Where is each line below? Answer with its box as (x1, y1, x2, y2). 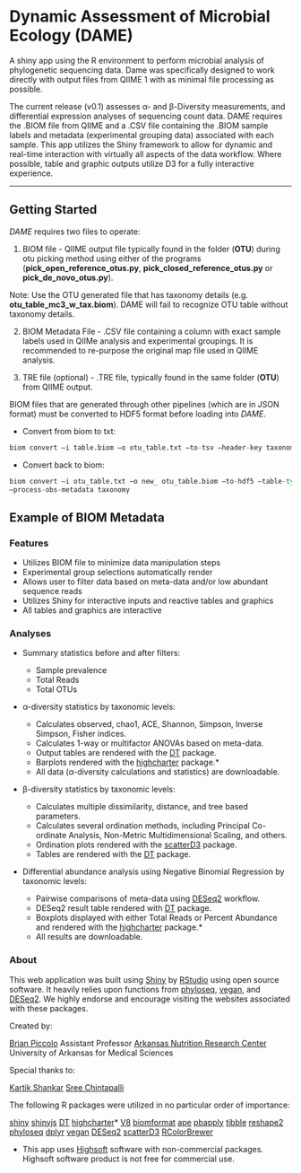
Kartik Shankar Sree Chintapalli (9, 1081, 125, 1092)
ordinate (35, 830, 67, 841)
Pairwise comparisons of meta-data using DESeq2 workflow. (35, 893, 261, 904)
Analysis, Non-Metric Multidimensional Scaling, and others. (68, 830, 288, 841)
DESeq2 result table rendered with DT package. (35, 903, 212, 914)
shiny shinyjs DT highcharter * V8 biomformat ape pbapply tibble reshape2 (9, 1116, 284, 1127)
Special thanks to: (9, 1064, 76, 1075)
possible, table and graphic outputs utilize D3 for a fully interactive (9, 158, 254, 169)
